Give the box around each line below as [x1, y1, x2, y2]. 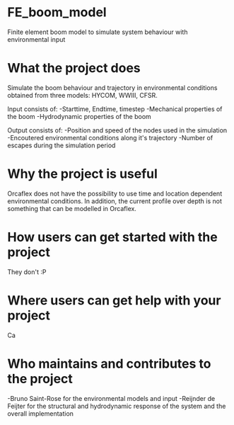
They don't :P [7, 267, 47, 276]
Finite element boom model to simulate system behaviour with [7, 28, 188, 36]
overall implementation [7, 409, 74, 418]
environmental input [7, 35, 66, 43]
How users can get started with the [7, 229, 218, 245]
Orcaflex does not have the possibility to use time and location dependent [7, 189, 223, 198]
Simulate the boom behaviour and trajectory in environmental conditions [7, 83, 218, 92]
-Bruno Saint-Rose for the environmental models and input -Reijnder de [7, 394, 216, 402]
